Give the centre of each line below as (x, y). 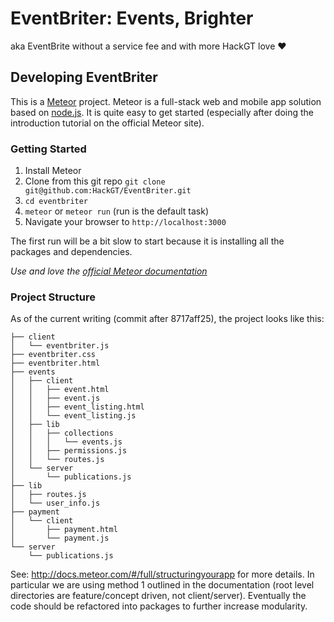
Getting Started (48, 149)
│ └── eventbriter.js (60, 346)
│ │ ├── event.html (60, 390)
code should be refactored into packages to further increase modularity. (159, 606)
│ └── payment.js (60, 538)
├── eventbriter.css (53, 355)
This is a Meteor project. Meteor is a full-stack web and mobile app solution (166, 101)
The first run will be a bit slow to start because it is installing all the (147, 241)
